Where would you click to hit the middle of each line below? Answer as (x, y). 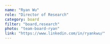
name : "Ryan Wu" (22, 10)
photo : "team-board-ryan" (32, 29)
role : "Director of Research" (37, 15)
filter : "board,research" (32, 24)
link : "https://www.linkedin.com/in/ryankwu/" (55, 33)
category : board (22, 19)
